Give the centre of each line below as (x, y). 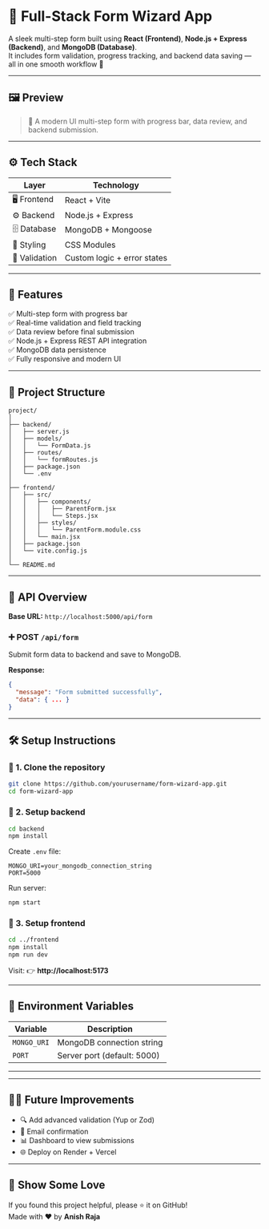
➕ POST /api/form (44, 637)
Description (110, 1029)
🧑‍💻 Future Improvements (71, 1100)
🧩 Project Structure (57, 392)
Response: (27, 670)
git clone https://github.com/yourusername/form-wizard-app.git (118, 784)
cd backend (26, 829)
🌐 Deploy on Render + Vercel (68, 1152)
